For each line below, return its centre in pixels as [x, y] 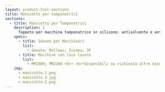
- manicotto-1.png [37, 73]
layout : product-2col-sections [37, 9]
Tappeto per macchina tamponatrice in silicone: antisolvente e [85, 32]
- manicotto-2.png [37, 82]
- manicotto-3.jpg [37, 77]
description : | [29, 28]
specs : [21, 37]
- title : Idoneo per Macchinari [51, 41]
